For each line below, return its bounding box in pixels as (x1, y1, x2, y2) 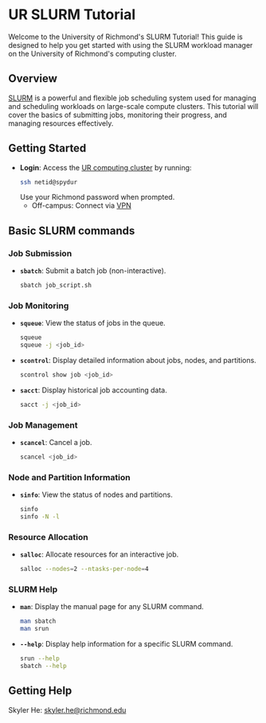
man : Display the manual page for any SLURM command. (19, 602, 205, 612)
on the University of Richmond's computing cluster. (8, 49, 177, 58)
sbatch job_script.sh (19, 281, 92, 290)
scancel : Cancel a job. (19, 438, 92, 447)
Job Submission (8, 248, 72, 259)
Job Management (8, 420, 78, 431)
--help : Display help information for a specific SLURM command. (19, 639, 233, 649)
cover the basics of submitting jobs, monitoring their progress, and (8, 110, 227, 119)
